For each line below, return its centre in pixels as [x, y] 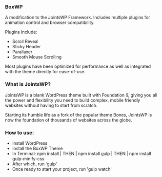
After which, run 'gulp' [34, 164]
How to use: [20, 133]
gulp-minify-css [28, 158]
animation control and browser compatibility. [50, 22]
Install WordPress [30, 143]
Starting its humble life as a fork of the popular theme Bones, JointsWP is [79, 115]
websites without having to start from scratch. [51, 105]
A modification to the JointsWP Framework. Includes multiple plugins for [78, 18]
